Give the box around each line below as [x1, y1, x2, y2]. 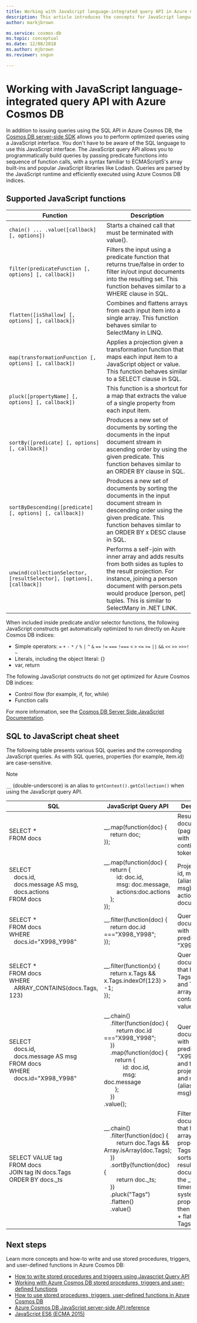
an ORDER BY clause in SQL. [106, 467, 185, 475]
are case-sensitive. [6, 759, 53, 767]
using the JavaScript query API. [6, 788, 83, 795]
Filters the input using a [106, 245, 171, 253]
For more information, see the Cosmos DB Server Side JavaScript [6, 708, 164, 715]
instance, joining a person [106, 574, 178, 582]
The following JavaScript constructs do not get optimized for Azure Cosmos [6, 673, 190, 680]
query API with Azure [60, 95, 166, 108]
